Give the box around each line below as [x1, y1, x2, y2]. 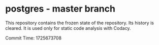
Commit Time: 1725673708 [5, 35, 62, 41]
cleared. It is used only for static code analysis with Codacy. [5, 25, 131, 31]
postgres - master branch [5, 3, 116, 15]
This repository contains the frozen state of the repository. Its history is [5, 20, 154, 26]
